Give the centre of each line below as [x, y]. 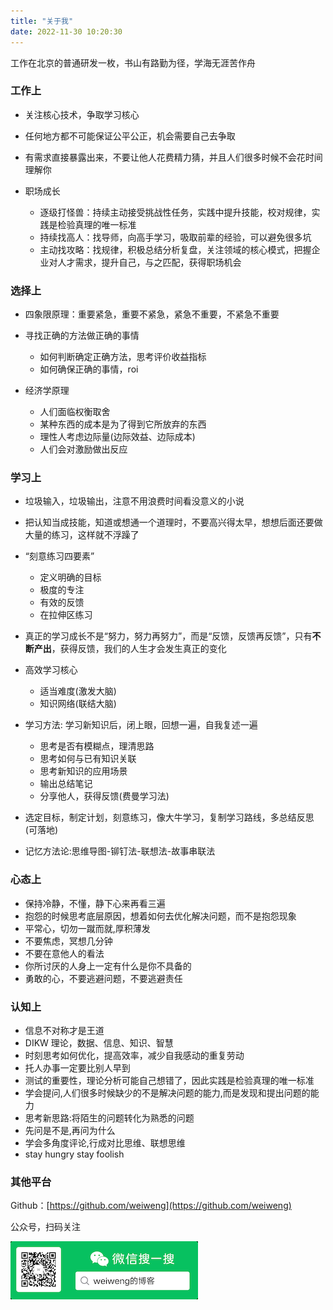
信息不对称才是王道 [64, 1030]
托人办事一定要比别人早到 [77, 1067]
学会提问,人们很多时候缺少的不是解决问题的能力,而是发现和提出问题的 [167, 1092]
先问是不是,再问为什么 [70, 1130]
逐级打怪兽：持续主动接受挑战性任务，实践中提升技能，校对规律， [175, 212]
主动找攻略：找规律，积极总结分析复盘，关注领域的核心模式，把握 [175, 249]
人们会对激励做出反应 [83, 449]
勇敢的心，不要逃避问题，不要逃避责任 [103, 978]
